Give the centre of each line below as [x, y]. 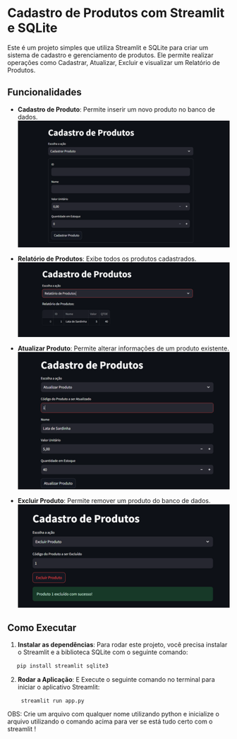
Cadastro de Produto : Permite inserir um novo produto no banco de [116, 109]
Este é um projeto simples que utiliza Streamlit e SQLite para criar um [108, 47]
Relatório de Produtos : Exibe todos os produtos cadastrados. [107, 259]
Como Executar [42, 628]
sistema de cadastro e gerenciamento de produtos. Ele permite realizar [110, 55]
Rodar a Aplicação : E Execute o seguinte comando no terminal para [116, 680]
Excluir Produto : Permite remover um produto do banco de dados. [114, 500]
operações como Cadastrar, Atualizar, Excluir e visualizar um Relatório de [114, 62]
